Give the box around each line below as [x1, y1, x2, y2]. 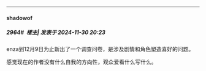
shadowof [6, 14, 32, 21]
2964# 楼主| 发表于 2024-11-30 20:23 [6, 29, 106, 36]
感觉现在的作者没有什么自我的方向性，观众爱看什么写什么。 [6, 58, 157, 66]
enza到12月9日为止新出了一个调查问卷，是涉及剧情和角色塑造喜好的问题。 [6, 45, 194, 52]
